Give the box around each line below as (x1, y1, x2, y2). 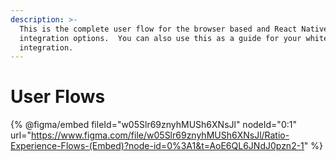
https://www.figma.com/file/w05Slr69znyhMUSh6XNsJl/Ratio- (30, 129, 290, 141)
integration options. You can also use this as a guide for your (19, 33, 302, 43)
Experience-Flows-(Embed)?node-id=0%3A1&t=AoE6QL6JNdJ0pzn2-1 (10, 140, 305, 152)
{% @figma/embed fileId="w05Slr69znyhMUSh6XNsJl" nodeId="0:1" (10, 119, 297, 131)
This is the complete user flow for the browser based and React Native (19, 24, 329, 34)
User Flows (10, 86, 106, 108)
